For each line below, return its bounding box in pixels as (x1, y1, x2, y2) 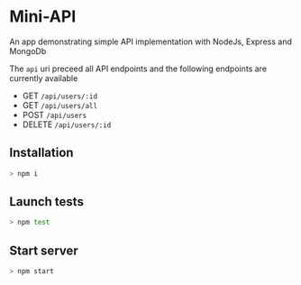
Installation (9, 145, 74, 161)
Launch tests (9, 194, 84, 209)
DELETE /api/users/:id (22, 119, 112, 130)
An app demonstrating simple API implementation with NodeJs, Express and (9, 36, 293, 47)
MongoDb (9, 45, 47, 56)
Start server (9, 243, 78, 258)
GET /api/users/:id (22, 90, 97, 101)
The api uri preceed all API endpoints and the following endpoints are (9, 63, 268, 74)
